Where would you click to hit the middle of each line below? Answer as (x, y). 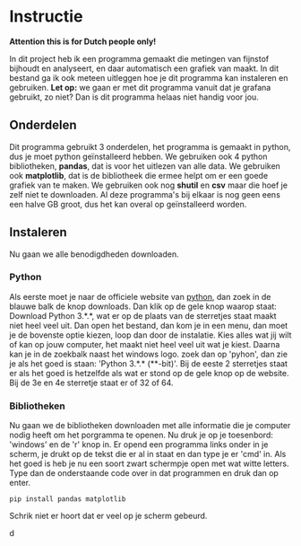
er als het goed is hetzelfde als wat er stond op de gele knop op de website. (149, 373)
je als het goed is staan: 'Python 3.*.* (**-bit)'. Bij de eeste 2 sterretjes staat (149, 363)
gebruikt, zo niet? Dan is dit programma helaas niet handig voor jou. (134, 97)
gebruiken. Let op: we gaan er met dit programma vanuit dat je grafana (140, 87)
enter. (20, 483)
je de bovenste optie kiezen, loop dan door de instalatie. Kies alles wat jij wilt (150, 335)
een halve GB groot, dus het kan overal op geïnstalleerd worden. (128, 204)
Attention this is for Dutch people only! (83, 41)
